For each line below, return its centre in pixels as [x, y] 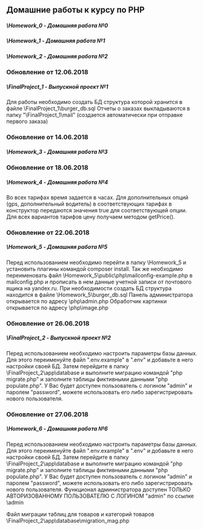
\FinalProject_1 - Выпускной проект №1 [57, 86]
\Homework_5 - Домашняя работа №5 [57, 247]
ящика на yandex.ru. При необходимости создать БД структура [89, 288]
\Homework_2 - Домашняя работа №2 [57, 56]
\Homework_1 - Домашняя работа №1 [56, 41]
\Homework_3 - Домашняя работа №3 [57, 152]
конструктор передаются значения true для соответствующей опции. [97, 210]
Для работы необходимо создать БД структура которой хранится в [95, 102]
